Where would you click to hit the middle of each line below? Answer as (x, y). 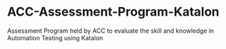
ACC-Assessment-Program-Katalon (113, 12)
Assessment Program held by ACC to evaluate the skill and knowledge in (111, 31)
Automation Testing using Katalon (55, 37)
